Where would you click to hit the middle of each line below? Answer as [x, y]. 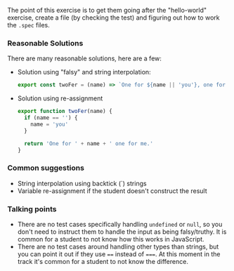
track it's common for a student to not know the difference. [103, 262]
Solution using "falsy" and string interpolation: [84, 72]
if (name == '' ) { [51, 118]
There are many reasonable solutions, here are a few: [84, 58]
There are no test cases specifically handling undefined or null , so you [120, 225]
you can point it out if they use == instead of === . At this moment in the [119, 254]
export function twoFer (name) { [65, 112]
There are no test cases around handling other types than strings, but [118, 247]
